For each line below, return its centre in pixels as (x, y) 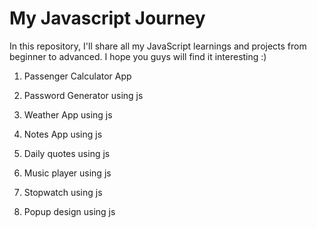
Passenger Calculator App (77, 76)
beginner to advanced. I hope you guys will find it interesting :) (138, 56)
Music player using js (67, 173)
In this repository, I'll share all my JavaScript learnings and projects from (158, 46)
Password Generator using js (83, 95)
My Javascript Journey (107, 18)
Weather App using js (68, 114)
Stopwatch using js (63, 192)
